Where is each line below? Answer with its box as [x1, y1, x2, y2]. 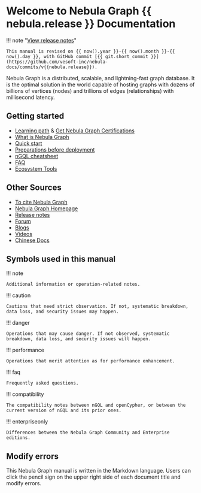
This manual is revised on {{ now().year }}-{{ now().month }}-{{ [6, 48, 175, 55]
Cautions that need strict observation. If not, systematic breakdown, [6, 304, 188, 310]
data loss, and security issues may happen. [6, 308, 119, 315]
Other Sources [6, 183, 62, 193]
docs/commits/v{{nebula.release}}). [6, 64, 98, 70]
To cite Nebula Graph [14, 198, 68, 205]
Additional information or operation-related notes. [6, 282, 141, 288]
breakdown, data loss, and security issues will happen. [6, 336, 151, 342]
